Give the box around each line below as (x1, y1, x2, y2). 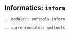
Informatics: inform (4, 4, 65, 12)
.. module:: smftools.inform (4, 17, 65, 21)
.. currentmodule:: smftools (4, 25, 65, 30)
